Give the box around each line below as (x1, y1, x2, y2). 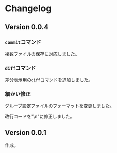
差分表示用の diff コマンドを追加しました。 (5, 77, 93, 83)
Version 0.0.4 (5, 23, 49, 31)
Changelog (5, 3, 52, 14)
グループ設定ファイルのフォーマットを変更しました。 (5, 103, 115, 109)
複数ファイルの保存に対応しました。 (5, 51, 80, 57)
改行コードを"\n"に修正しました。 (5, 113, 75, 120)
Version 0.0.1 (5, 128, 46, 137)
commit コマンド (5, 38, 41, 45)
